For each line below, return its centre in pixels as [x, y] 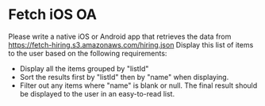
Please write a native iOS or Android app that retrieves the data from [120, 36]
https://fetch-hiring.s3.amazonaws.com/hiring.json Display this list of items [131, 44]
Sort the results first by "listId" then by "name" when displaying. [124, 77]
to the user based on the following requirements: [88, 53]
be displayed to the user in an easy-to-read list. [97, 93]
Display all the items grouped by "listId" [84, 68]
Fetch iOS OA [53, 15]
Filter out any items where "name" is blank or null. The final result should [138, 85]
